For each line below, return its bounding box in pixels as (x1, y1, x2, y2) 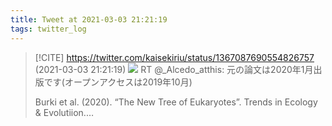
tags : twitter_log (10, 24, 87, 34)
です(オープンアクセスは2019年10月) (43, 76, 193, 88)
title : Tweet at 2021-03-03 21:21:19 (10, 14, 168, 25)
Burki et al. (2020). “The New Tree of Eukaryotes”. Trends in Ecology (34, 96, 318, 108)
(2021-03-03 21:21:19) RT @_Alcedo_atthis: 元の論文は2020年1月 (34, 63, 314, 75)
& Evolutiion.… (34, 106, 94, 118)
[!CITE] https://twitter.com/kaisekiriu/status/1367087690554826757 (34, 51, 315, 63)
